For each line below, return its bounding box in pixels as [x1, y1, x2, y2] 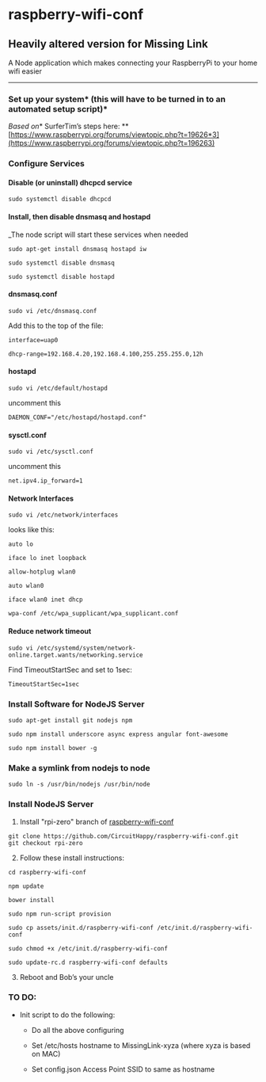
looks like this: [8, 525, 55, 535]
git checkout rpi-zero [8, 839, 83, 847]
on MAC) [31, 1049, 61, 1058]
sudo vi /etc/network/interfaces [8, 511, 119, 520]
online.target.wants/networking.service [8, 651, 144, 659]
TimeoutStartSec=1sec [8, 680, 80, 688]
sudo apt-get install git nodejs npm [8, 716, 133, 724]
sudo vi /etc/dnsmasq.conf [8, 307, 97, 314]
